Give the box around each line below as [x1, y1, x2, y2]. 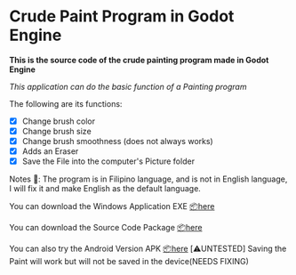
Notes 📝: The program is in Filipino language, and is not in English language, [9, 174, 288, 184]
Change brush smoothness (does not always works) [21, 136, 213, 147]
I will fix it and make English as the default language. [9, 183, 202, 194]
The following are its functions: [9, 98, 123, 109]
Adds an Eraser [21, 146, 79, 157]
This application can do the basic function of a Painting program [9, 81, 247, 92]
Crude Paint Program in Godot [9, 6, 235, 27]
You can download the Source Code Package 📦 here [9, 222, 203, 233]
